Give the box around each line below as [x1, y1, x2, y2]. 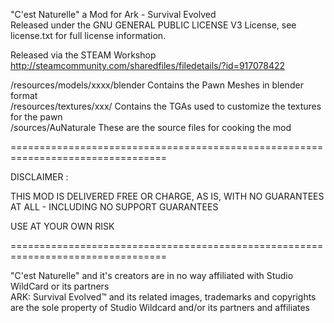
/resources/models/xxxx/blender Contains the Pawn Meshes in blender [10, 79, 304, 91]
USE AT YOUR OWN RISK [10, 220, 115, 232]
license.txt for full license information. [10, 30, 167, 41]
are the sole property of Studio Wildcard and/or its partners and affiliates [10, 302, 310, 313]
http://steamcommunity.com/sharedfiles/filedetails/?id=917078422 [10, 60, 286, 71]
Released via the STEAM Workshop [10, 49, 157, 61]
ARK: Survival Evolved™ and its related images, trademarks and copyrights [10, 291, 317, 303]
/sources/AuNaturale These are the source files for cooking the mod [10, 122, 292, 133]
